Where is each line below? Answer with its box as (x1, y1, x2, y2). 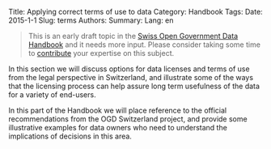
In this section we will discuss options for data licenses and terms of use (8, 64, 250, 74)
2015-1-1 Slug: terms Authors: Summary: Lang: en (8, 15, 174, 25)
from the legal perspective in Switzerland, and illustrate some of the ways (8, 73, 253, 82)
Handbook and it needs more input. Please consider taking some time (28, 40, 261, 49)
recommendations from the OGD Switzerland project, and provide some (8, 114, 248, 124)
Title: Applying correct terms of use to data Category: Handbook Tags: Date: (8, 7, 263, 16)
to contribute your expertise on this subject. (28, 49, 175, 57)
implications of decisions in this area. (8, 131, 132, 141)
